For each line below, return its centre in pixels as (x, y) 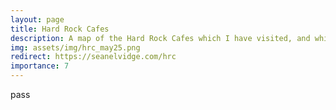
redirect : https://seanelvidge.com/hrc (93, 57)
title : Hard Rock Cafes (60, 29)
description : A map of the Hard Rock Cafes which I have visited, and (160, 38)
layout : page (37, 19)
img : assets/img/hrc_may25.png (75, 47)
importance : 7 (40, 66)
